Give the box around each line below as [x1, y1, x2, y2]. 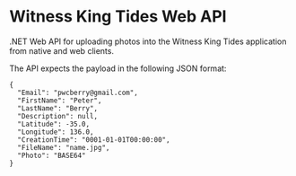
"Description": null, [17, 111, 99, 120]
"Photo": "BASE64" [17, 151, 87, 160]
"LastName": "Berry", [17, 103, 99, 113]
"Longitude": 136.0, [17, 128, 94, 136]
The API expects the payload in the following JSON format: [9, 63, 227, 74]
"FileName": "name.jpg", [17, 143, 110, 152]
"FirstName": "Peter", [17, 96, 102, 105]
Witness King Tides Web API [9, 6, 227, 27]
